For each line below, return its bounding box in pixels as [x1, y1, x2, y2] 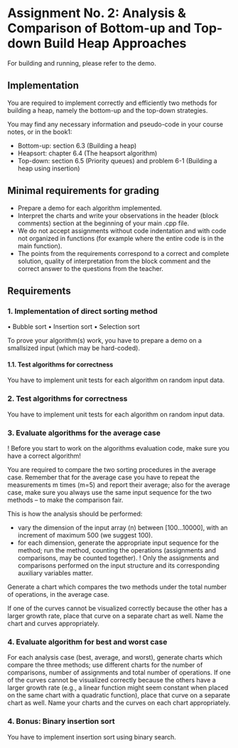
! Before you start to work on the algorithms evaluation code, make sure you [7, 444, 229, 453]
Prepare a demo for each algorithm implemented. [17, 203, 162, 212]
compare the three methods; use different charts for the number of [7, 661, 203, 670]
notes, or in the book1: [7, 127, 72, 136]
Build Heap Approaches [43, 36, 187, 51]
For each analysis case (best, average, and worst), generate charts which [7, 653, 222, 662]
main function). [17, 241, 63, 250]
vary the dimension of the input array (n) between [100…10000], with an [17, 523, 228, 532]
